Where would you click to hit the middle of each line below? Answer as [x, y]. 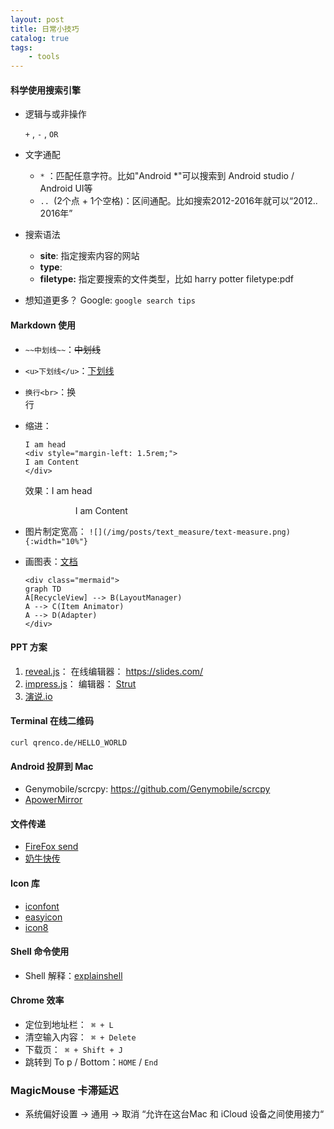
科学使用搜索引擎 [45, 90]
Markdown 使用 [43, 325]
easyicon [43, 917]
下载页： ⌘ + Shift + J [74, 1049]
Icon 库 [25, 883]
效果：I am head [58, 490]
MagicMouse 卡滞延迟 [64, 1090]
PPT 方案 [29, 647]
